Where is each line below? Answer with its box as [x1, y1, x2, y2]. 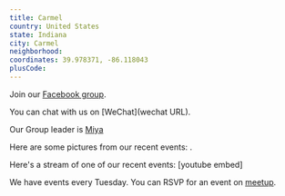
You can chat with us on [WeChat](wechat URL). [9, 106, 191, 117]
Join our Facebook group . [9, 88, 107, 100]
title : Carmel [9, 13, 64, 23]
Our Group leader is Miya [9, 123, 104, 134]
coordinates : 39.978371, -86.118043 [9, 55, 148, 64]
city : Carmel [9, 38, 59, 48]
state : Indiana [9, 30, 67, 39]
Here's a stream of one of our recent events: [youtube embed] [9, 159, 243, 170]
